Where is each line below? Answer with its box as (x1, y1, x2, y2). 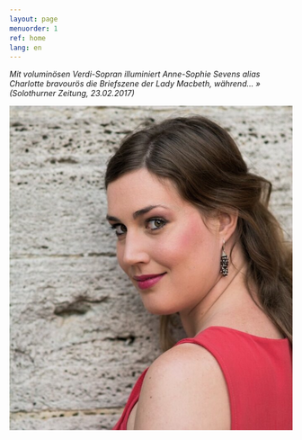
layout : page (9, 14, 58, 23)
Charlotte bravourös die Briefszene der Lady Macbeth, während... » (9, 78, 261, 89)
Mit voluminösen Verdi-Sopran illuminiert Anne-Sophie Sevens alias (9, 68, 261, 80)
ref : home (9, 33, 47, 42)
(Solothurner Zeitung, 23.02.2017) (9, 88, 135, 99)
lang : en (9, 43, 42, 52)
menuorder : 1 (9, 23, 58, 33)
